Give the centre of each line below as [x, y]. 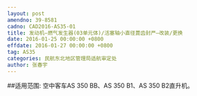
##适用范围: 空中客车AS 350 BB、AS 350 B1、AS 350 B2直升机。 [101, 85]
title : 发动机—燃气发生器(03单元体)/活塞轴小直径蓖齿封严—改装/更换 [95, 33]
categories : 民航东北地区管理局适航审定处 [62, 59]
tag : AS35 [22, 52]
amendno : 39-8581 [32, 20]
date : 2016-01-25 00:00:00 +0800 [55, 39]
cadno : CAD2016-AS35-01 [42, 26]
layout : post [26, 13]
